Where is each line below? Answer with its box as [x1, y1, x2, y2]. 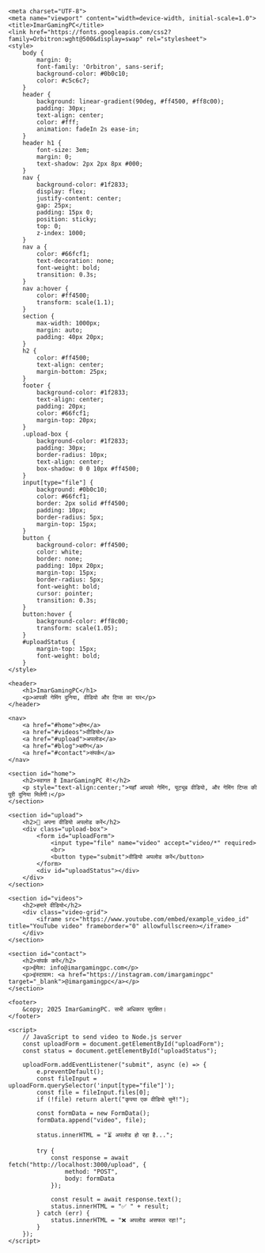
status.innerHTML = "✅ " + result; [50, 1202, 170, 1210]
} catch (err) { [36, 1209, 90, 1217]
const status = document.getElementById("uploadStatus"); [22, 1047, 218, 1055]
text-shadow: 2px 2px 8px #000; [36, 160, 144, 168]
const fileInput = [36, 1075, 97, 1083]
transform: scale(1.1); [36, 299, 115, 307]
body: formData [64, 1175, 115, 1183]
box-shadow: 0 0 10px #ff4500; [36, 465, 140, 473]
